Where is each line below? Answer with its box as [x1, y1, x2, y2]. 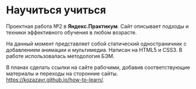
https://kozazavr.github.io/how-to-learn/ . [6, 76, 105, 83]
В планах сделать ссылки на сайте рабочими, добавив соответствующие [6, 63, 190, 70]
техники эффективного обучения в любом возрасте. [6, 29, 137, 35]
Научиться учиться [6, 3, 106, 17]
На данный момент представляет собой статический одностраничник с [6, 40, 187, 47]
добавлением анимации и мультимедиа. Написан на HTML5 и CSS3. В [6, 46, 183, 53]
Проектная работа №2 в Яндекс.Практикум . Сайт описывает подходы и [6, 23, 189, 30]
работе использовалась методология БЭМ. [6, 52, 115, 59]
